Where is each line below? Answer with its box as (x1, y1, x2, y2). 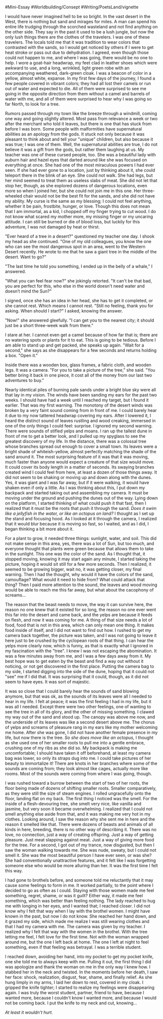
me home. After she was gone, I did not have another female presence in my (5, 730, 158, 735)
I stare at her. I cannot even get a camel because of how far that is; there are (5, 332, 158, 338)
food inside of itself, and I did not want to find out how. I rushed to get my (5, 627, 151, 633)
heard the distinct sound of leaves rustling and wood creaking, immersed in (5, 418, 156, 424)
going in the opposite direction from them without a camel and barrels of (5, 91, 150, 97)
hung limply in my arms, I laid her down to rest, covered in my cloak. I (5, 980, 144, 985)
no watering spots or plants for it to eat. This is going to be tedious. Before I (5, 337, 156, 343)
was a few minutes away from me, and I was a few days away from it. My (5, 653, 151, 659)
